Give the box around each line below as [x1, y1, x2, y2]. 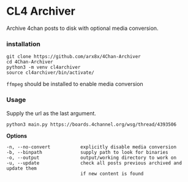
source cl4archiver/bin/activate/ [6, 70, 95, 76]
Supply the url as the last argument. [6, 109, 97, 117]
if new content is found [80, 170, 144, 177]
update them [6, 165, 37, 172]
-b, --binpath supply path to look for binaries [6, 149, 168, 155]
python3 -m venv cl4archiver [6, 64, 81, 71]
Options [6, 132, 28, 139]
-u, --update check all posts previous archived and [6, 160, 182, 166]
